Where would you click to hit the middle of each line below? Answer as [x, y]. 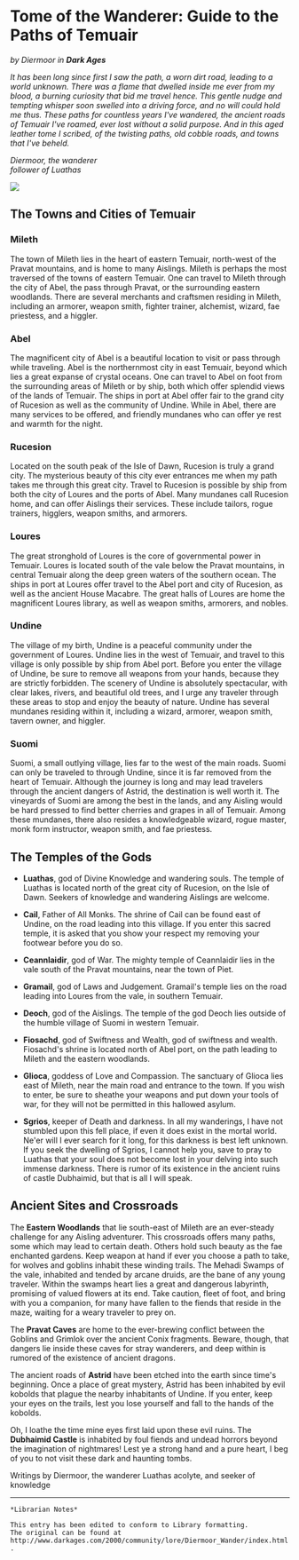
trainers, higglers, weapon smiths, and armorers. [99, 513]
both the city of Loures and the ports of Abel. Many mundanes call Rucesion [149, 495]
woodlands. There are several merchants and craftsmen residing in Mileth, [146, 297]
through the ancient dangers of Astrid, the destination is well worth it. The [145, 791]
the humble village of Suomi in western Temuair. [110, 1022]
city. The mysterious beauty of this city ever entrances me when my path [144, 476]
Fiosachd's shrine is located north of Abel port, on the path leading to [150, 1049]
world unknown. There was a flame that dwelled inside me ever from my [142, 86]
